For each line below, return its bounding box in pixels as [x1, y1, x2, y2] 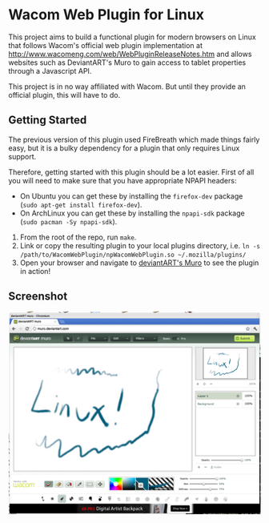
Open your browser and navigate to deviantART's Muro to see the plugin [19, 258, 259, 268]
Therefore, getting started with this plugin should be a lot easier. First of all [8, 167, 255, 177]
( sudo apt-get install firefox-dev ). [19, 199, 143, 209]
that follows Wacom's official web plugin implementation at [8, 40, 203, 50]
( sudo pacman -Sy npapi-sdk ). [19, 216, 118, 226]
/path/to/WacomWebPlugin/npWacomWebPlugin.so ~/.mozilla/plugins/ [19, 251, 247, 259]
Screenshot [8, 290, 68, 304]
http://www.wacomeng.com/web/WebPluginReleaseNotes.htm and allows [8, 49, 252, 58]
